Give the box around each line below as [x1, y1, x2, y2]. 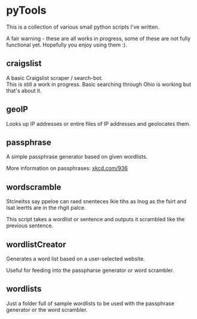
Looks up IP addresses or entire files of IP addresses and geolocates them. [6, 120, 191, 127]
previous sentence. [6, 222, 54, 230]
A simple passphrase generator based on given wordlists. [6, 153, 148, 160]
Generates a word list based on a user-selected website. [6, 255, 145, 262]
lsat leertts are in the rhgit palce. [6, 204, 86, 212]
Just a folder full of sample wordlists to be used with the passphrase [6, 299, 175, 307]
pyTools [6, 4, 47, 17]
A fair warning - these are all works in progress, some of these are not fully [6, 35, 191, 42]
